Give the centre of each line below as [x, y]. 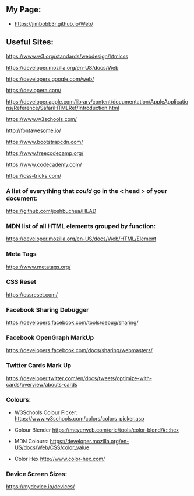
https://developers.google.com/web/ [50, 79]
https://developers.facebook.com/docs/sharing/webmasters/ [80, 350]
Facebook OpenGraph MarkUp [50, 337]
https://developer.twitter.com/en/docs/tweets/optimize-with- [79, 378]
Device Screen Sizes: [37, 474]
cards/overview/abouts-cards [42, 384]
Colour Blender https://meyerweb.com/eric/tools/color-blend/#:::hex [97, 430]
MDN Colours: [31, 441]
